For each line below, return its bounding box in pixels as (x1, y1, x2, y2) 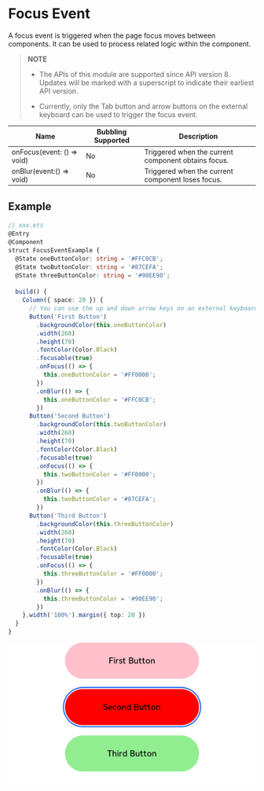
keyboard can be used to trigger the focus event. (38, 109, 198, 119)
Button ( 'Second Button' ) (28, 412, 111, 421)
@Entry (8, 230, 30, 238)
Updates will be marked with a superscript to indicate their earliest (38, 78, 255, 87)
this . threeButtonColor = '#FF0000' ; (42, 570, 163, 578)
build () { (15, 288, 47, 296)
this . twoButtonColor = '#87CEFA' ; (42, 495, 156, 503)
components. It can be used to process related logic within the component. (8, 39, 251, 48)
